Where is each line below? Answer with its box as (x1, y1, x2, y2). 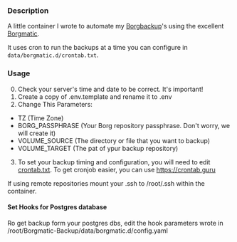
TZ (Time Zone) (17, 113, 64, 122)
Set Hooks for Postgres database (7, 203, 107, 211)
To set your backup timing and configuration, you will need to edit (17, 157, 211, 166)
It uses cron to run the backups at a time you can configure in (7, 43, 189, 52)
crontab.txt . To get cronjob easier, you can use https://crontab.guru (17, 165, 216, 174)
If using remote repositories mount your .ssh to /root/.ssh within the (7, 179, 205, 187)
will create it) (17, 129, 56, 137)
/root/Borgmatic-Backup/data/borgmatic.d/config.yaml (7, 226, 169, 235)
